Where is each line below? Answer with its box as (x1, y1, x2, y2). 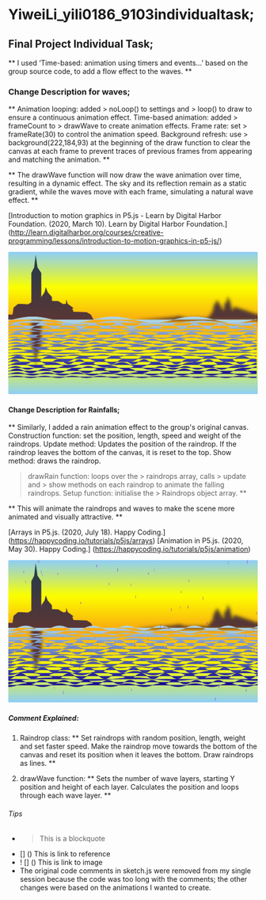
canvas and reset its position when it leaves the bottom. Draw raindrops (19, 750, 254, 760)
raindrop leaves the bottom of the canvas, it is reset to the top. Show (8, 448, 232, 458)
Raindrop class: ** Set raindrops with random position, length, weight (19, 733, 246, 743)
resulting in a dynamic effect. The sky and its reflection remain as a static (8, 178, 247, 188)
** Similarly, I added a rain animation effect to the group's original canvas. (8, 423, 249, 432)
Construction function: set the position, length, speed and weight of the (8, 431, 241, 441)
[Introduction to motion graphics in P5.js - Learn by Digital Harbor (8, 211, 222, 220)
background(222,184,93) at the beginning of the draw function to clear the (8, 138, 251, 147)
